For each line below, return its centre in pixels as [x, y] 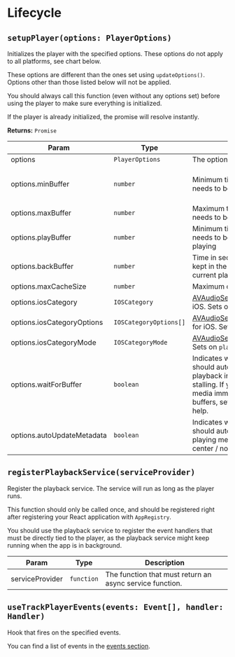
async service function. [144, 583]
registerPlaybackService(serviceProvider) [101, 472]
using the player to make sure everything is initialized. [85, 103]
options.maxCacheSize [49, 286]
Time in [204, 257]
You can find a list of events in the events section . [79, 646]
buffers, [205, 402]
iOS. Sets [207, 306]
